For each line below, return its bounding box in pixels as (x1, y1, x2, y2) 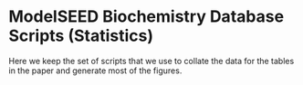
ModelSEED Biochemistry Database (8, 6, 285, 27)
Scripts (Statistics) (8, 25, 154, 46)
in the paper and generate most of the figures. (8, 65, 183, 76)
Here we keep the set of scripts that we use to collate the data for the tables (8, 55, 295, 66)
